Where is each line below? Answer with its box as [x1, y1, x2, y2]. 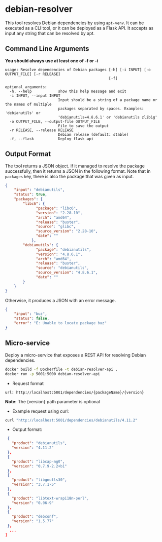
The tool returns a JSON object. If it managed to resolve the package [5, 163, 145, 169]
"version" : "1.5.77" [11, 519, 54, 524]
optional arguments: [5, 84, 48, 89]
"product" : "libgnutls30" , [11, 477, 67, 482]
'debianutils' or [5, 110, 41, 116]
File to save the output [58, 123, 109, 128]
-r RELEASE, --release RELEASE [9, 127, 74, 133]
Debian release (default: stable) [58, 132, 129, 137]
